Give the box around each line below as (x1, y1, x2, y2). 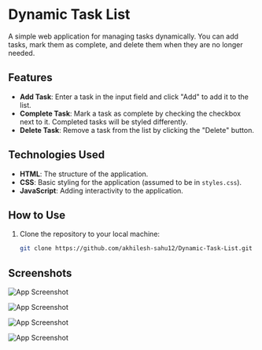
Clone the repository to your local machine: (19, 230, 160, 239)
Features (8, 71, 53, 84)
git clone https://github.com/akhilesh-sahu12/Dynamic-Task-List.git (19, 245, 253, 252)
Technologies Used (8, 148, 105, 162)
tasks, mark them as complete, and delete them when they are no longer (8, 39, 243, 49)
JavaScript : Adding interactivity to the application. (19, 186, 183, 195)
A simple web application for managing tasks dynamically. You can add (8, 31, 238, 41)
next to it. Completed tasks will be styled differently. (19, 116, 188, 127)
